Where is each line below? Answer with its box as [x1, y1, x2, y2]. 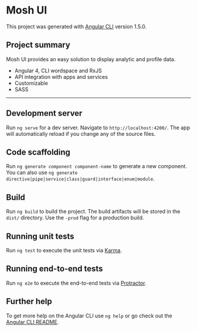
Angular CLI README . [6, 318, 59, 325]
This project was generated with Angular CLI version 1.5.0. [6, 23, 147, 30]
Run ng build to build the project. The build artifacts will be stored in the [6, 208, 181, 215]
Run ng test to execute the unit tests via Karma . [6, 247, 122, 253]
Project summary [6, 40, 70, 50]
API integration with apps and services [14, 73, 108, 80]
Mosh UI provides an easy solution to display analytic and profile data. [6, 55, 176, 62]
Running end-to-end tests [6, 264, 103, 274]
